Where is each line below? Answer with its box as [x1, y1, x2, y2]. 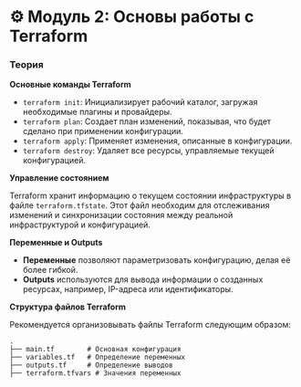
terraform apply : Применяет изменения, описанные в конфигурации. [22, 135, 293, 147]
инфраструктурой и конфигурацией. [9, 219, 150, 230]
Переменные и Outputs [9, 237, 103, 248]
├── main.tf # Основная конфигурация [9, 345, 182, 354]
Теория [9, 58, 44, 71]
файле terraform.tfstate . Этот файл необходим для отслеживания [9, 200, 270, 211]
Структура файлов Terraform [9, 301, 126, 312]
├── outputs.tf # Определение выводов [9, 361, 173, 371]
